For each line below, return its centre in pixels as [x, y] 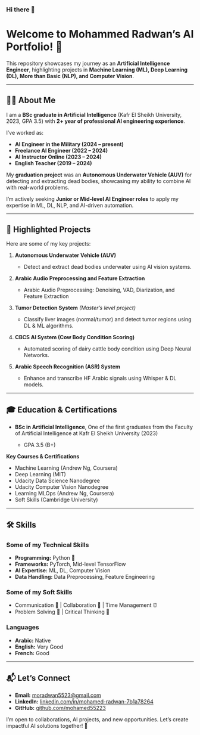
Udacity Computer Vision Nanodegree [62, 487]
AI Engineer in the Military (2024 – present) [69, 144]
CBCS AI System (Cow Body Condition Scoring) [75, 337]
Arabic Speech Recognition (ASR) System [68, 367]
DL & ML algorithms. [49, 326]
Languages [23, 627]
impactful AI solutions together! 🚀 [47, 726]
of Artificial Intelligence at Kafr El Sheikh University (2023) [86, 433]
